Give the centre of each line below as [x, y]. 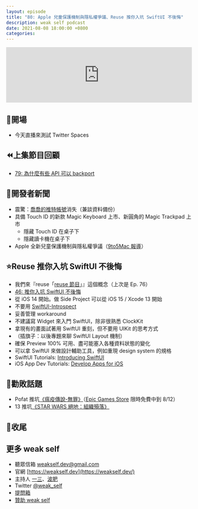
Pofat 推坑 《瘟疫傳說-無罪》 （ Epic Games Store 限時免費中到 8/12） [96, 399]
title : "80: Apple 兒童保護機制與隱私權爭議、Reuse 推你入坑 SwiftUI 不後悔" [95, 17]
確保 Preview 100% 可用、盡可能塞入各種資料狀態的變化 [82, 343]
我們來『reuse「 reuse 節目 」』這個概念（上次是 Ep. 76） [83, 284]
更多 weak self [33, 449]
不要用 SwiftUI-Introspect [45, 307]
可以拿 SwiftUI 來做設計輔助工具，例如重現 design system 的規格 [93, 351]
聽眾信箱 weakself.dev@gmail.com [57, 464]
